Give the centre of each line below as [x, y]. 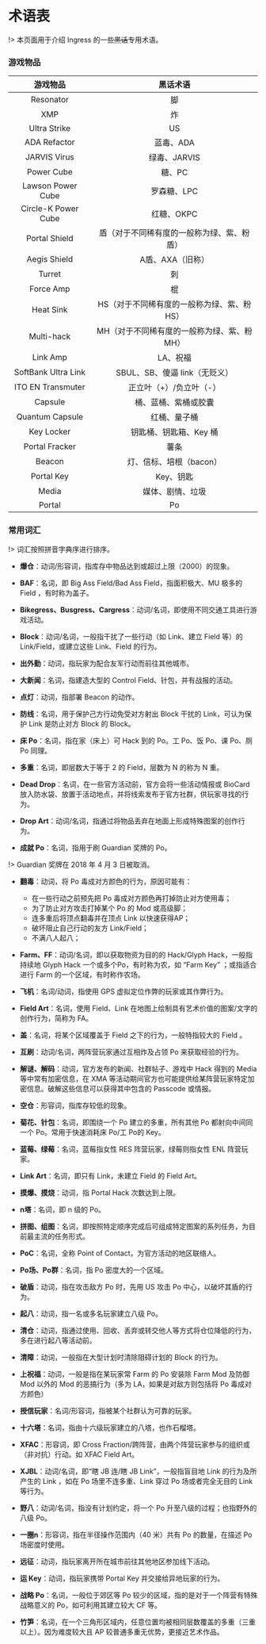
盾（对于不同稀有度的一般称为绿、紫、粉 [174, 233]
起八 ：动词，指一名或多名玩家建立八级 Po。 [91, 1313]
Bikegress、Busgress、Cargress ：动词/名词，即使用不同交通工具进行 [135, 609]
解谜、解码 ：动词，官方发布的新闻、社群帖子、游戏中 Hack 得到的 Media [138, 1068]
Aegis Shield [50, 259]
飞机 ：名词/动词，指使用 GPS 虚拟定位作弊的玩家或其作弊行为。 [123, 991]
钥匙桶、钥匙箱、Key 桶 [174, 432]
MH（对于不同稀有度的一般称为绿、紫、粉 [174, 331]
